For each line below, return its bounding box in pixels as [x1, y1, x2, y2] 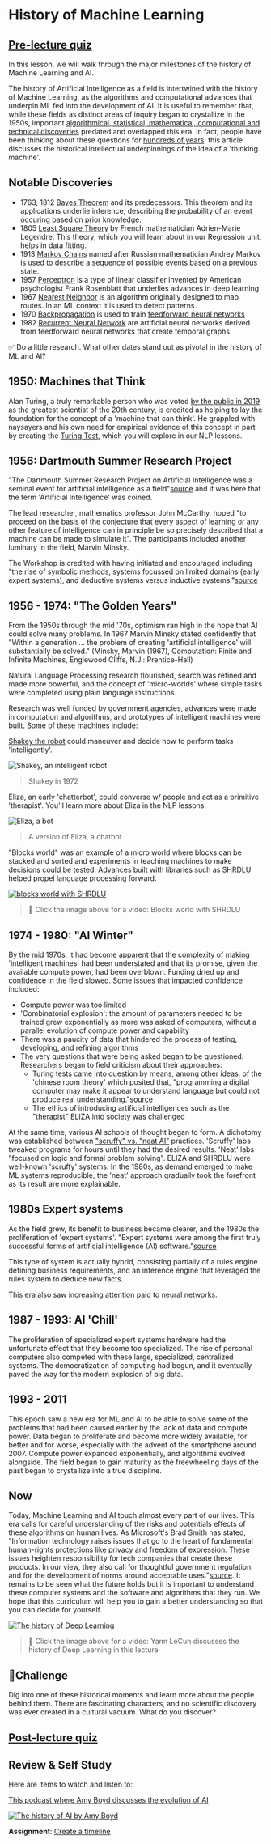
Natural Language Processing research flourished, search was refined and [8, 670, 256, 681]
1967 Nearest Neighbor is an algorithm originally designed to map [19, 291, 239, 301]
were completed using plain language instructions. [8, 688, 176, 698]
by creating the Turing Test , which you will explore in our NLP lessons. [8, 431, 243, 440]
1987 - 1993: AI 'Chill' [8, 1313, 119, 1327]
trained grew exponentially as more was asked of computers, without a [19, 1018, 257, 1027]
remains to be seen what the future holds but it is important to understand [8, 1579, 255, 1589]
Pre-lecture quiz [8, 38, 92, 52]
